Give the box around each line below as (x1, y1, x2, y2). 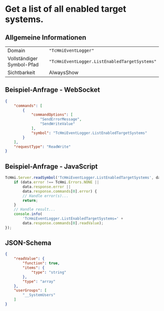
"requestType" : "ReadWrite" (14, 144, 71, 149)
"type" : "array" (22, 279, 56, 284)
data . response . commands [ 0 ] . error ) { (22, 189, 97, 194)
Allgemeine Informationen (5, 33, 86, 42)
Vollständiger (7, 55, 38, 62)
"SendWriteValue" (40, 121, 76, 127)
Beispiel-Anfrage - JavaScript (5, 162, 98, 171)
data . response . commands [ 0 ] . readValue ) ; (22, 221, 104, 225)
